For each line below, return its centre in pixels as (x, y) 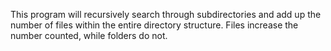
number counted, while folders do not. (89, 35)
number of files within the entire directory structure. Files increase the (154, 25)
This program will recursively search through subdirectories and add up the (166, 14)
